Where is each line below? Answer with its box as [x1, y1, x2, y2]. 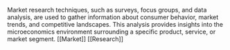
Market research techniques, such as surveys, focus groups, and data [7, 6, 207, 14]
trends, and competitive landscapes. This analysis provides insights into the [7, 21, 224, 28]
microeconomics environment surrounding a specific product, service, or [7, 27, 216, 36]
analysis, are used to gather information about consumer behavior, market [7, 13, 219, 21]
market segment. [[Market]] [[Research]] [7, 35, 123, 43]
